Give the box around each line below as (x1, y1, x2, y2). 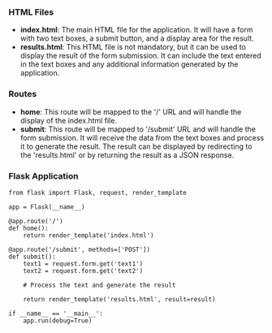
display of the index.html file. (19, 115, 118, 125)
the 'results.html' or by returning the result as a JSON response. (19, 149, 235, 160)
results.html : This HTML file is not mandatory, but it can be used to (19, 42, 246, 52)
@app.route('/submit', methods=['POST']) (8, 245, 151, 253)
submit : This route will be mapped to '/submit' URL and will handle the (19, 124, 256, 134)
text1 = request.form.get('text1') (23, 259, 144, 268)
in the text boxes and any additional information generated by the (19, 59, 239, 69)
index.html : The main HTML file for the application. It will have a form (19, 25, 253, 35)
